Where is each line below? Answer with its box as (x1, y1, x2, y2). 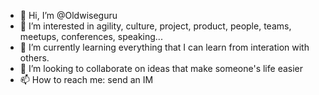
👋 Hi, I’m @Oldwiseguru (19, 10, 118, 21)
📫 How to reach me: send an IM (19, 74, 154, 85)
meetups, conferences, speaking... (19, 31, 163, 42)
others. (19, 52, 50, 64)
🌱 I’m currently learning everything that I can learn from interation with (19, 41, 310, 53)
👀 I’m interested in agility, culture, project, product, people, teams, (19, 20, 292, 32)
